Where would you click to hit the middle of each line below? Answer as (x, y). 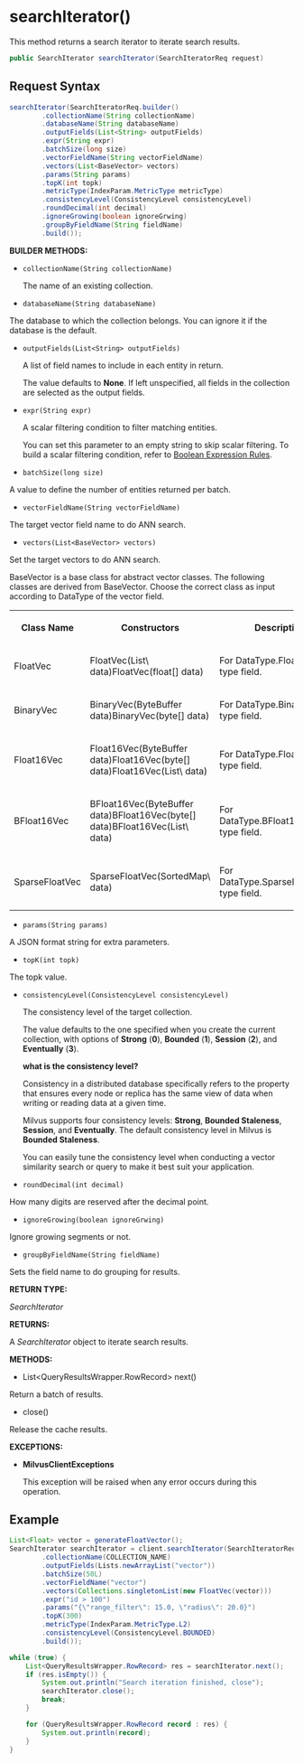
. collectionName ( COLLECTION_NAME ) (106, 1557)
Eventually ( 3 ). (50, 1048)
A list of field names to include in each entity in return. (123, 365)
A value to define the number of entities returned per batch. (120, 489)
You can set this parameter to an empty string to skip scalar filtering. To (156, 445)
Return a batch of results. (56, 1394)
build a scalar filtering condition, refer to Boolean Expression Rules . (147, 455)
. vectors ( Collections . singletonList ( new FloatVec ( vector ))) (157, 1591)
